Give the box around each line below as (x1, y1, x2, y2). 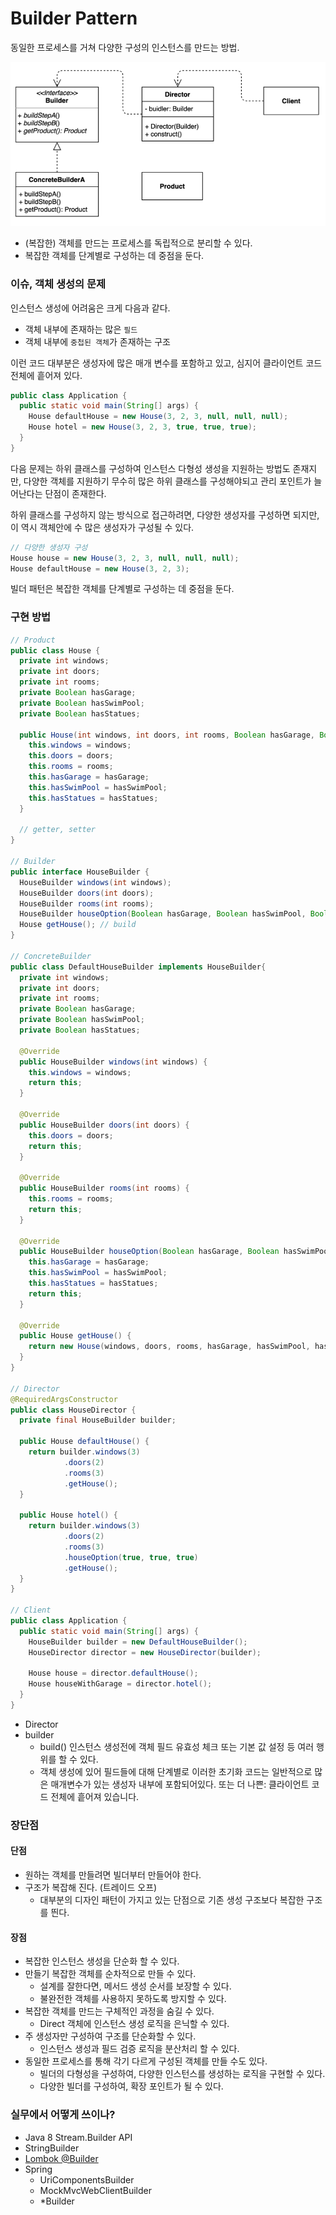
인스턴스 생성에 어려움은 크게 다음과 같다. (10, 302, 171, 314)
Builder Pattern (10, 7, 138, 30)
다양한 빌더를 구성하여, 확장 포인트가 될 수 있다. (39, 2080, 224, 2092)
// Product (10, 635, 56, 645)
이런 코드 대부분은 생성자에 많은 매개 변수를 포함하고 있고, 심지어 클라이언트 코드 (10, 357, 323, 369)
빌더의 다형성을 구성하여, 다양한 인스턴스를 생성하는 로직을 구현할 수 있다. (39, 2068, 326, 2080)
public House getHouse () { (19, 1331, 132, 1341)
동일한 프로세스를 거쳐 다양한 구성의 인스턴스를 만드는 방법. (10, 41, 240, 53)
